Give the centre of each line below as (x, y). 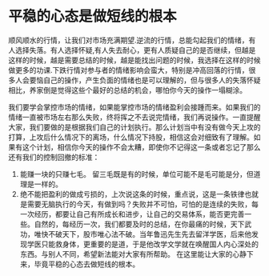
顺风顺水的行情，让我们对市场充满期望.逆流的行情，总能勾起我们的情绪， (129, 40)
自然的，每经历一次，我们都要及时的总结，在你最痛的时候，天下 (139, 224)
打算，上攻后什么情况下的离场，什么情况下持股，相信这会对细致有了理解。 (131, 137)
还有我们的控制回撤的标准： (54, 157)
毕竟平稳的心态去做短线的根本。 (87, 264)
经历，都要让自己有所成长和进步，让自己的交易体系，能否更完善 (139, 214)
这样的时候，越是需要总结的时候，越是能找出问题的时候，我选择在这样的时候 (134, 60)
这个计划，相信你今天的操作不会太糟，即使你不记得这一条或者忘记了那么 (141, 147)
